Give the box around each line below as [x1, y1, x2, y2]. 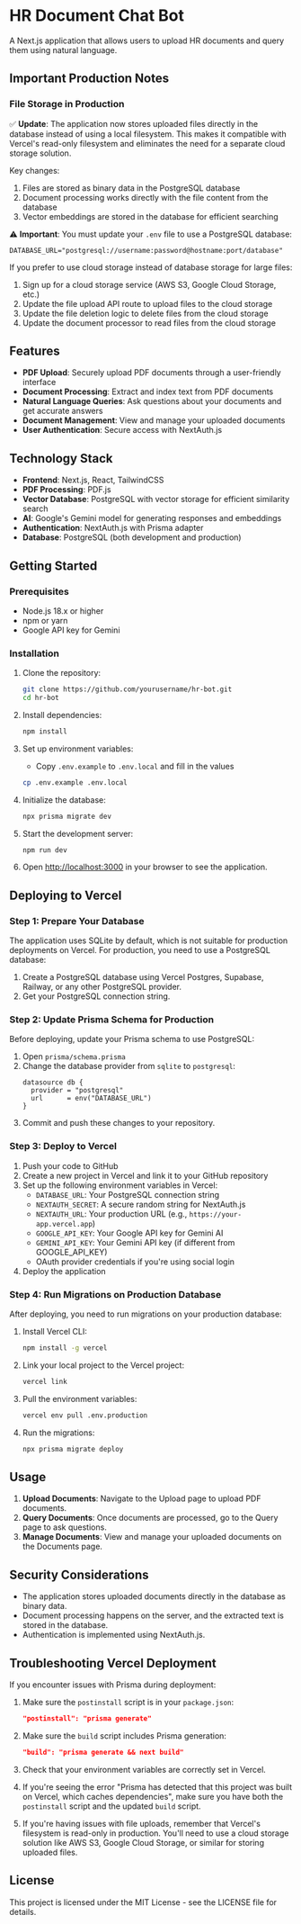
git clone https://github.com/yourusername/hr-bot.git [22, 685, 233, 694]
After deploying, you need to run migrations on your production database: [9, 1308, 282, 1319]
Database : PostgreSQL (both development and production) [22, 532, 242, 543]
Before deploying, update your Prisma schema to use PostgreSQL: [9, 1034, 254, 1045]
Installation [9, 647, 60, 660]
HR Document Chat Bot [9, 5, 185, 26]
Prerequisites [9, 585, 69, 598]
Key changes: [9, 165, 60, 175]
